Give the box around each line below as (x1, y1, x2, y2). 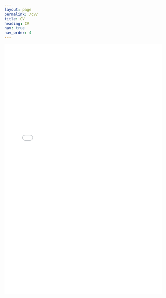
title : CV (4, 16, 25, 21)
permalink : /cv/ (4, 12, 38, 17)
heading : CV (4, 21, 29, 26)
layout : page (4, 7, 32, 12)
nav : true (4, 26, 25, 31)
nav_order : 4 (4, 30, 32, 35)
